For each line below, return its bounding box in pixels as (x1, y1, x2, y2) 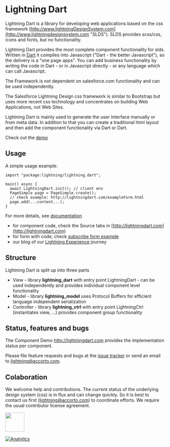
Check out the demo (5, 134, 48, 140)
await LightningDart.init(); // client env (10, 186, 103, 191)
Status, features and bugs (5, 324, 89, 333)
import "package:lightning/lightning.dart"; (5, 172, 101, 177)
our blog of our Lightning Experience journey (12, 239, 107, 245)
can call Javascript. (5, 68, 46, 74)
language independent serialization (12, 299, 86, 305)
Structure (5, 253, 37, 262)
